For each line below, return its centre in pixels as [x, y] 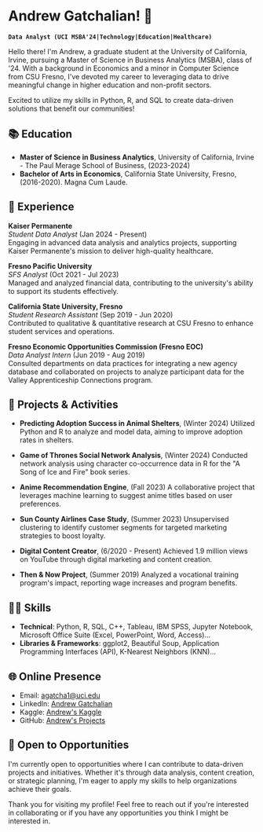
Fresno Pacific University [50, 266]
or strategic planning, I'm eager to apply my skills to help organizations [122, 780]
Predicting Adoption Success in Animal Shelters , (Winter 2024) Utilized [137, 423]
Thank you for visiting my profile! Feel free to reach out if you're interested [128, 804]
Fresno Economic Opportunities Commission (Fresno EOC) [106, 346]
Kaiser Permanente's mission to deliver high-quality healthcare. [111, 251]
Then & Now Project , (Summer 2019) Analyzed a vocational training [129, 575]
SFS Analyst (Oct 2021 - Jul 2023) [64, 274]
